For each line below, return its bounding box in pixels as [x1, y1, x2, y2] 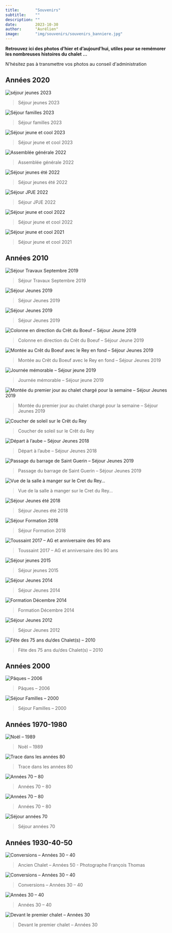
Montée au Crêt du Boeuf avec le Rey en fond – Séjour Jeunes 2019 [17, 357, 161, 363]
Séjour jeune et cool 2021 [17, 239, 72, 245]
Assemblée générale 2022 [17, 159, 74, 165]
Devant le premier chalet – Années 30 [17, 922, 98, 928]
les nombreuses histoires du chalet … [5, 51, 88, 57]
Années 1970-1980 [5, 720, 68, 729]
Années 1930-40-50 [5, 838, 73, 847]
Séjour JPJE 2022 [17, 199, 56, 205]
